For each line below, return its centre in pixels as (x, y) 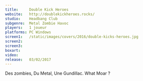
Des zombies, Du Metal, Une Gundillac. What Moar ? (58, 73)
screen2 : (14, 41)
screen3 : (14, 46)
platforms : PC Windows (28, 32)
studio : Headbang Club (31, 19)
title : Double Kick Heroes (37, 10)
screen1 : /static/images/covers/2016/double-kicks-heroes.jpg (72, 37)
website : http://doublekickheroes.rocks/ (50, 14)
